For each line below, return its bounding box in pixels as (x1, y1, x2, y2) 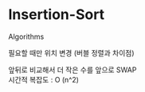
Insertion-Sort (8, 6, 105, 24)
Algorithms (8, 32, 45, 41)
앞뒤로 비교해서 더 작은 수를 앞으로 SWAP (8, 65, 137, 75)
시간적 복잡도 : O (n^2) (8, 75, 80, 84)
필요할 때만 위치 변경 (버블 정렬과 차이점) (8, 48, 135, 57)
